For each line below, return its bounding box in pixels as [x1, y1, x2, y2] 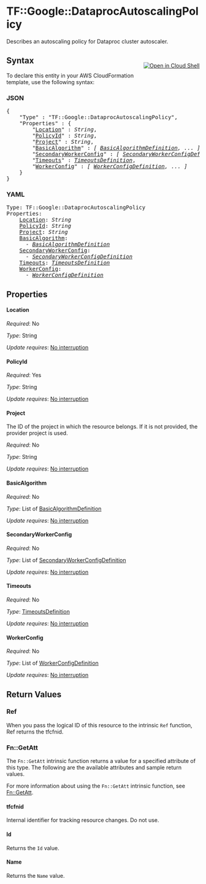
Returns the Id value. [6, 844, 59, 851]
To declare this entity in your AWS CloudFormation [6, 72, 134, 79]
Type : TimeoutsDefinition [6, 608, 71, 615]
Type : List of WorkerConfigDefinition [6, 659, 99, 667]
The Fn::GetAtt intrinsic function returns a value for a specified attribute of [6, 757, 196, 765]
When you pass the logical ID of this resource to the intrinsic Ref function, [6, 721, 193, 729]
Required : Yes [6, 372, 42, 379]
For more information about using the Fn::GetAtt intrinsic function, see [6, 782, 186, 790]
